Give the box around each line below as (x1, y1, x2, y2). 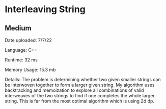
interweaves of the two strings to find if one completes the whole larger (5, 93, 155, 98)
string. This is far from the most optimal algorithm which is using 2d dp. (5, 98, 155, 104)
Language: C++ (5, 47, 38, 53)
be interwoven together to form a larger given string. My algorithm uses (5, 82, 155, 88)
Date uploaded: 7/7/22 (5, 37, 52, 43)
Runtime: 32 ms (5, 57, 38, 63)
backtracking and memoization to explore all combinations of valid (5, 87, 144, 93)
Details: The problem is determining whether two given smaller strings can (5, 77, 161, 82)
